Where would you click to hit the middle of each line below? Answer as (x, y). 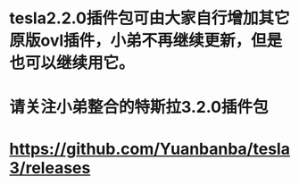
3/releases (50, 168)
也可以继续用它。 (72, 63)
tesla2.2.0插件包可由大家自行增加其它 (149, 18)
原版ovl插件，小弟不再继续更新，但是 (146, 41)
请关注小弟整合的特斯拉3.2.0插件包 (139, 107)
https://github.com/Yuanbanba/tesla (149, 149)
